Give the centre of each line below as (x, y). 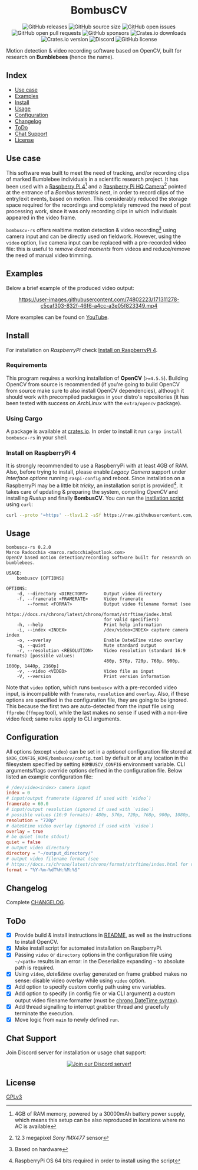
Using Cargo (24, 418)
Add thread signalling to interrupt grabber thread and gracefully (92, 1006)
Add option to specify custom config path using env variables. (90, 987)
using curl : (20, 504)
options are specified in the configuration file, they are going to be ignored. (97, 700)
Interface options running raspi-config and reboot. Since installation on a (95, 478)
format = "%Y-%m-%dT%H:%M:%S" (43, 870)
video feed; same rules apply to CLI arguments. (64, 719)
